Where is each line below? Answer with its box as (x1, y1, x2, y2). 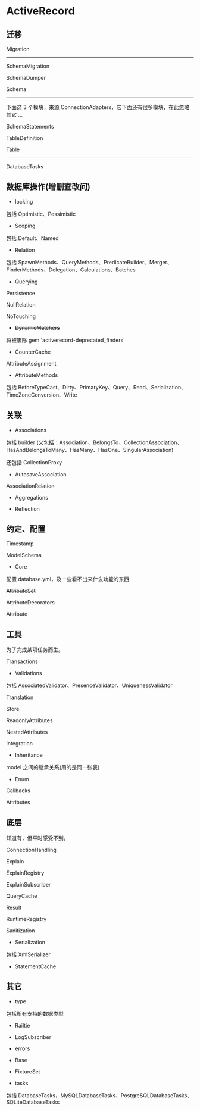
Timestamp (6, 540, 34, 547)
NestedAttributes (6, 728, 48, 736)
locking (14, 198, 33, 205)
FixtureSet (14, 1068, 40, 1075)
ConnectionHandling (6, 847, 57, 854)
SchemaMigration (6, 63, 49, 70)
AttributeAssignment (6, 360, 57, 367)
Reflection (14, 505, 40, 513)
